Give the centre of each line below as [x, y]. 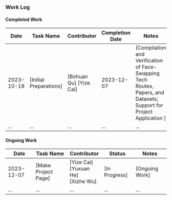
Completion [116, 33]
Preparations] [46, 86]
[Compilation [151, 48]
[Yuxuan [80, 169]
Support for [149, 105]
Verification [149, 61]
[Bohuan [78, 77]
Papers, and [150, 93]
